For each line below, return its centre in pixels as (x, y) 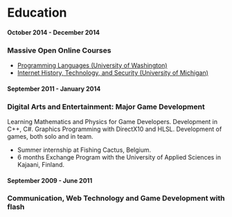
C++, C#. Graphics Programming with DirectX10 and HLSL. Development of (115, 129)
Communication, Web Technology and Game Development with (116, 198)
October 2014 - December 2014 (54, 32)
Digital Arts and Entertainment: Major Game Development (106, 107)
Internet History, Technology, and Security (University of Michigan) (113, 73)
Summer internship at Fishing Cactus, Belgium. (84, 150)
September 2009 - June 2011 (50, 180)
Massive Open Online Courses (59, 50)
